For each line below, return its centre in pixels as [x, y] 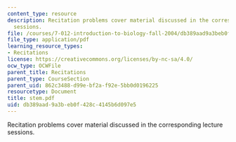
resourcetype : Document [42, 92]
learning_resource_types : [45, 46]
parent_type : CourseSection [48, 79]
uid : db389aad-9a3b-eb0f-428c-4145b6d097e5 [72, 105]
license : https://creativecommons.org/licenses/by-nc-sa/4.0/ [100, 59]
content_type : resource [42, 14]
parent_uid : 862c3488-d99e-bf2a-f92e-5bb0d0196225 [83, 85]
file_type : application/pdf [48, 40]
